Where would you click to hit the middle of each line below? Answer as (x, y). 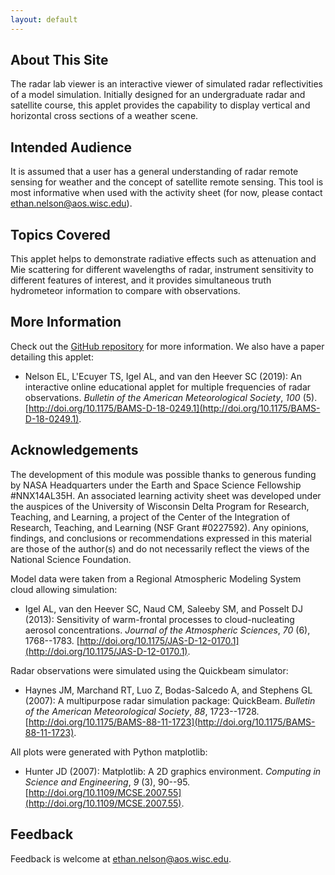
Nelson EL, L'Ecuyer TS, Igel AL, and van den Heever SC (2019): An (163, 376)
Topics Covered (60, 234)
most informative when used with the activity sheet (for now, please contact (166, 193)
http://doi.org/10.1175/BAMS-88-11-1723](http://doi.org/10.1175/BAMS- (172, 722)
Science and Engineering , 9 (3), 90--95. (107, 782)
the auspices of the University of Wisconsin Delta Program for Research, (160, 506)
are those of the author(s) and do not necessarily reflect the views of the (160, 548)
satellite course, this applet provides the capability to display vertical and (160, 105)
